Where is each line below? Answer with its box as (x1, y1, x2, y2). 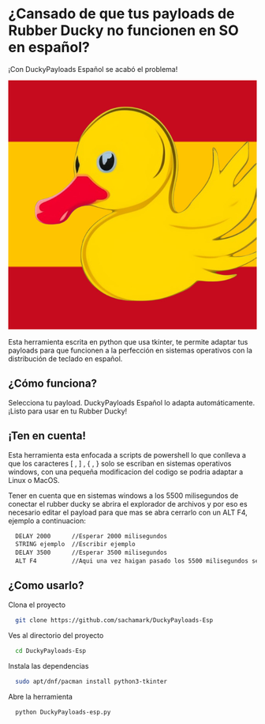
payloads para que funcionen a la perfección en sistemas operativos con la (8, 345, 252, 355)
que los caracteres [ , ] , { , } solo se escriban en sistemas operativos (8, 458, 232, 468)
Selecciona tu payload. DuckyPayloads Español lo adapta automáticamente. (8, 398, 256, 407)
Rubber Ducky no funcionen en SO (8, 21, 239, 40)
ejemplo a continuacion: (8, 515, 87, 526)
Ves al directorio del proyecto (8, 630, 104, 640)
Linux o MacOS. (8, 475, 60, 485)
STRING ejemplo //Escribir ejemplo (15, 541, 136, 549)
